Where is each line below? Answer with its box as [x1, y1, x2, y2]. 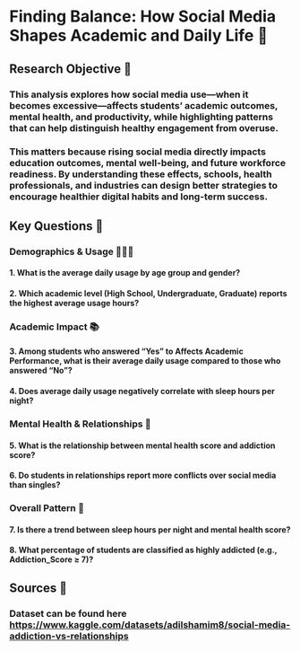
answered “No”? [9, 365, 73, 376]
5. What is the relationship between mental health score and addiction [9, 440, 276, 451]
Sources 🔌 [9, 580, 68, 595]
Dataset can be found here [9, 607, 127, 620]
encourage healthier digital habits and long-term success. [9, 190, 269, 203]
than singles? [9, 479, 61, 490]
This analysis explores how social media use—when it [9, 88, 249, 101]
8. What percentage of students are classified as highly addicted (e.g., [9, 545, 278, 556]
